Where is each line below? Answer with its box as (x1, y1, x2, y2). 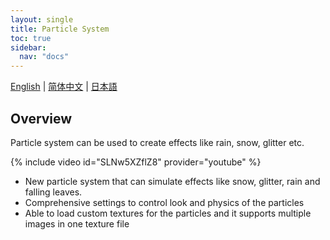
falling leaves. (24, 186, 83, 198)
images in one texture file (24, 217, 130, 230)
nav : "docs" (19, 52, 70, 62)
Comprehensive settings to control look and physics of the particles (24, 196, 305, 208)
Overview (10, 110, 73, 127)
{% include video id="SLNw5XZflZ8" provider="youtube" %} (10, 156, 262, 168)
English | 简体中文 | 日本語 (10, 81, 118, 93)
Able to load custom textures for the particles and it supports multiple (24, 207, 312, 219)
